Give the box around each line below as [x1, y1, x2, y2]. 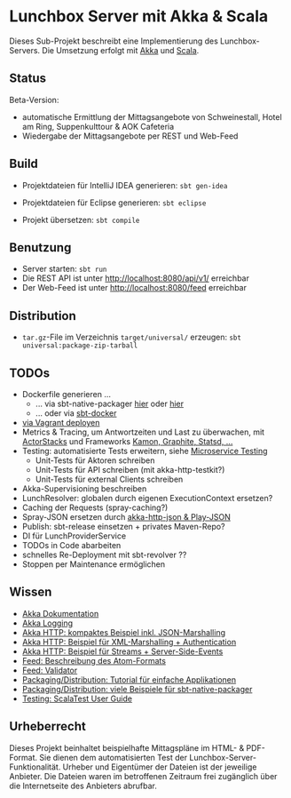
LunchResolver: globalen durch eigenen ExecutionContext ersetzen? [21, 493, 273, 503]
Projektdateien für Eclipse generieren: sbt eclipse [21, 197, 207, 208]
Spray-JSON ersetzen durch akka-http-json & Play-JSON [21, 512, 231, 522]
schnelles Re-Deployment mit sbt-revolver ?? [21, 549, 187, 560]
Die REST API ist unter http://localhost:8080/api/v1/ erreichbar [21, 273, 250, 283]
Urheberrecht [9, 719, 86, 734]
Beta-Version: [9, 94, 59, 105]
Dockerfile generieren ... [21, 389, 112, 399]
